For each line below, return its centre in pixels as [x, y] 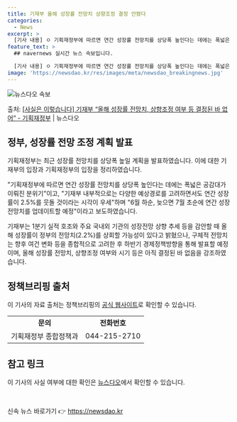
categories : [25, 21]
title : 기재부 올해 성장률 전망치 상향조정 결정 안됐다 [77, 14]
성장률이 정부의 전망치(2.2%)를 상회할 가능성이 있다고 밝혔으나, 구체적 [112, 235]
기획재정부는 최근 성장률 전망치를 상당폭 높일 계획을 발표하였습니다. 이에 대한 [114, 161]
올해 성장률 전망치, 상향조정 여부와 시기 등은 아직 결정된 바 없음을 [112, 253]
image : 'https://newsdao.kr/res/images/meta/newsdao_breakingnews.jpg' [115, 73]
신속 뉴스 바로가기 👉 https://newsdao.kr [65, 411]
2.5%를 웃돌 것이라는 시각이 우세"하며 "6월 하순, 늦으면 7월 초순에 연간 [119, 202]
